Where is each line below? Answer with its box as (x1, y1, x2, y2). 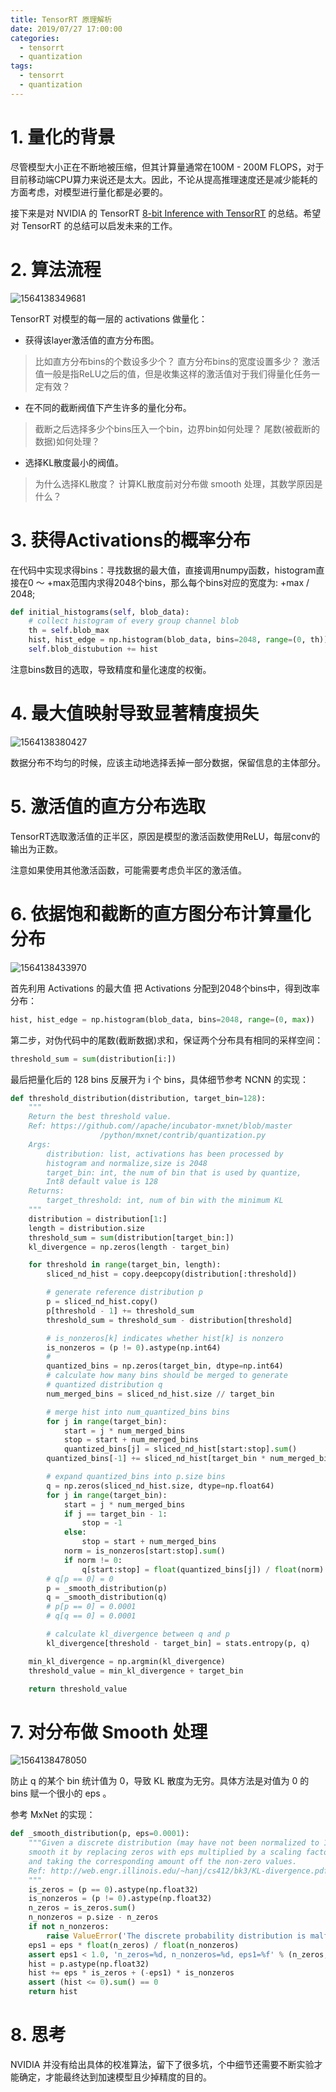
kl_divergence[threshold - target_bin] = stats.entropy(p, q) (46, 1638, 311, 1648)
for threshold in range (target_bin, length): (28, 1260, 222, 1270)
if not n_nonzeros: (28, 1922, 110, 1932)
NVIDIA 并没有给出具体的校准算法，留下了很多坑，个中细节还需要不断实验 (10, 2059, 315, 2070)
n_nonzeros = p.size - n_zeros (28, 1912, 159, 1923)
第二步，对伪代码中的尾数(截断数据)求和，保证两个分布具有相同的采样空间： (10, 1034, 324, 1046)
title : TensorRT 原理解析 (10, 14, 113, 25)
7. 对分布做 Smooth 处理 (10, 1721, 208, 1743)
